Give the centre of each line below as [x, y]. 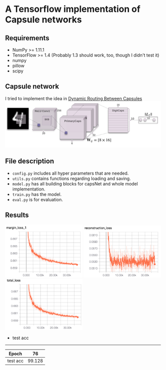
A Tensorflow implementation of [73, 9]
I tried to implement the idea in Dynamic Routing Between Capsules [74, 98]
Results [17, 215]
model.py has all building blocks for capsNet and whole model [75, 184]
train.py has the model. [37, 194]
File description [30, 161]
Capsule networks [43, 20]
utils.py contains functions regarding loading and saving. [71, 178]
